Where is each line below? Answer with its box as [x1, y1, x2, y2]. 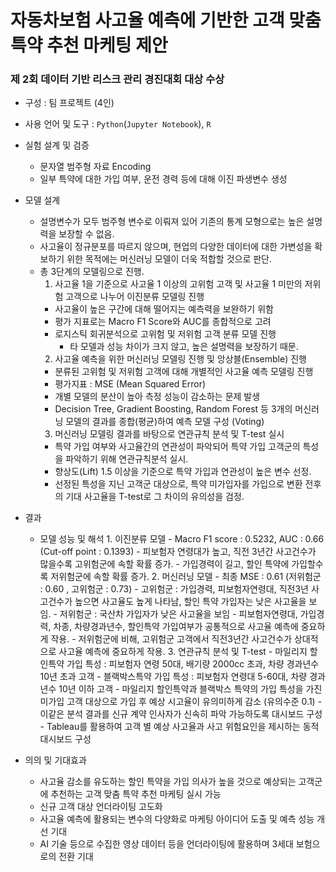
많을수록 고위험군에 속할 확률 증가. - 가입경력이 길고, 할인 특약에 [39, 558, 290, 570]
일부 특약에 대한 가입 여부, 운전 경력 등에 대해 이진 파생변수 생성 [39, 173, 288, 185]
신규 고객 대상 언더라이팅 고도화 [39, 801, 163, 813]
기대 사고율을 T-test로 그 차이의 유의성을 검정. [65, 491, 245, 503]
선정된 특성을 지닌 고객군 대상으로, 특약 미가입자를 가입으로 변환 [54, 478, 303, 490]
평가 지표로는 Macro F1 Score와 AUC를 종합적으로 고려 [54, 316, 272, 328]
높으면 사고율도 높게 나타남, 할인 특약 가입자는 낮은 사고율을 [74, 596, 307, 608]
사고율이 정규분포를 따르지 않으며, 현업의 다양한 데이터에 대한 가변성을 [39, 241, 313, 253]
